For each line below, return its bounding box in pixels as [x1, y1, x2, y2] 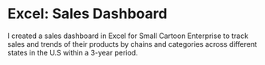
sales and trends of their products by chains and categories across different [7, 39, 257, 48]
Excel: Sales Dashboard [7, 5, 168, 23]
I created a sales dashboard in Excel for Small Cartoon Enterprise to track [7, 31, 249, 40]
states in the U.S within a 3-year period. [7, 48, 138, 57]
